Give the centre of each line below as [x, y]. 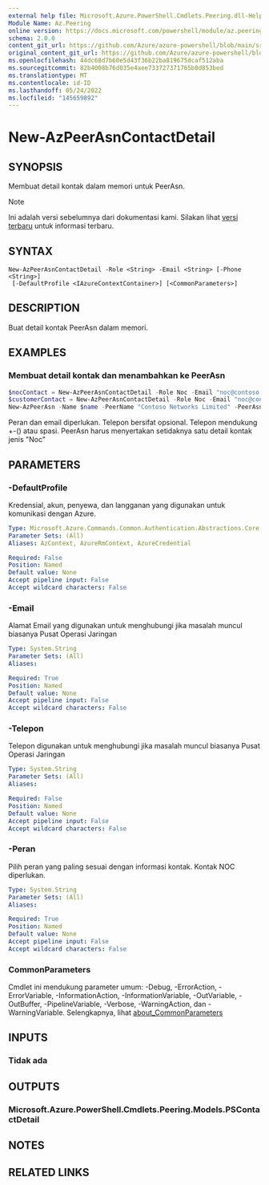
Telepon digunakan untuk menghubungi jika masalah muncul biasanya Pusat [134, 746]
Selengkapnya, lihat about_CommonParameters [145, 1013]
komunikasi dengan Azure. [52, 513]
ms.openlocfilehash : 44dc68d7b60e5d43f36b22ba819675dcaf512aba [116, 61]
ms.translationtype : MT [48, 75]
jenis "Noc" [27, 440]
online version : [35, 30]
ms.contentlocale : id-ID [50, 83]
